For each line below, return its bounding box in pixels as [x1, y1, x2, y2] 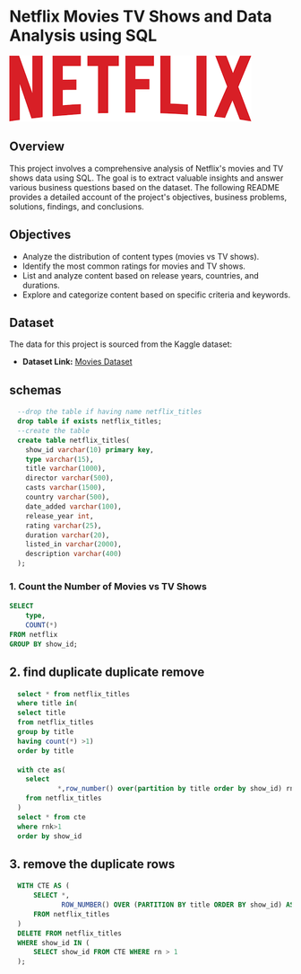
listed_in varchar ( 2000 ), [25, 540, 123, 549]
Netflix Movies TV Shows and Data [9, 6, 272, 27]
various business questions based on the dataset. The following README [9, 182, 280, 192]
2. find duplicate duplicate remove [9, 665, 205, 680]
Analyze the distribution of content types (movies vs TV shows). [21, 251, 260, 261]
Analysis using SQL [9, 25, 158, 46]
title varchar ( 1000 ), [25, 465, 106, 474]
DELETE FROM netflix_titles [17, 928, 123, 938]
